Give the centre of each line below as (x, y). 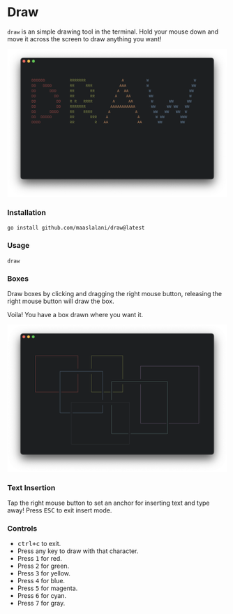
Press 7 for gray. (41, 603)
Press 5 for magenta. (47, 588)
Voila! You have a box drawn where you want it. (75, 314)
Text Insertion (31, 487)
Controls (22, 528)
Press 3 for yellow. (44, 573)
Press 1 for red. (40, 559)
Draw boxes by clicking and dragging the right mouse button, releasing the (114, 293)
